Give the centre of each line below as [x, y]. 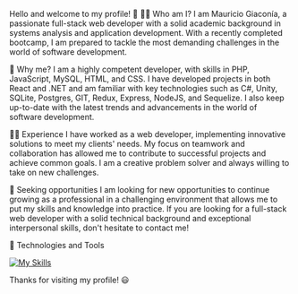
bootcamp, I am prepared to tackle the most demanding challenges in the [145, 42]
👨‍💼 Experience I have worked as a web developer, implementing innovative [148, 134]
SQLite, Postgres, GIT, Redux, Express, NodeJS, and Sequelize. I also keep [147, 98]
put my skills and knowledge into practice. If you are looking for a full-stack [148, 209]
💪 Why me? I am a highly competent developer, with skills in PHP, [130, 69]
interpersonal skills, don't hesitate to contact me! [99, 228]
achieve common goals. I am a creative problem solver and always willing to [149, 163]
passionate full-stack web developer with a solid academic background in [145, 23]
